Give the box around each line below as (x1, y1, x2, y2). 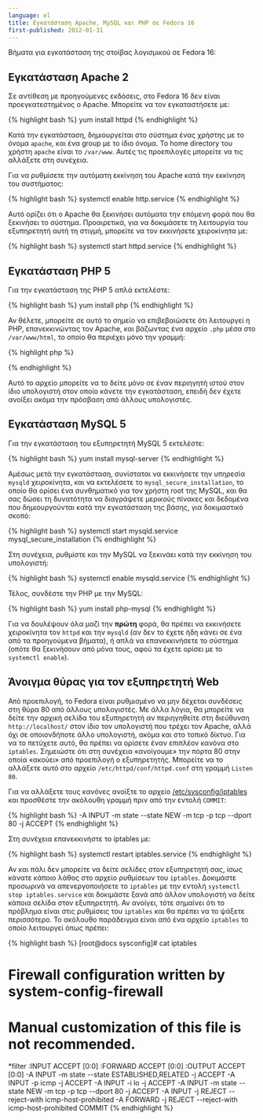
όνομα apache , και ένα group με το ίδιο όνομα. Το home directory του (8, 139, 233, 148)
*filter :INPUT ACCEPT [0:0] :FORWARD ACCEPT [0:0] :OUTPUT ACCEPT (8, 1061, 246, 1070)
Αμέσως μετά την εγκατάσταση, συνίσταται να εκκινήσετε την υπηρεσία (8, 469, 246, 479)
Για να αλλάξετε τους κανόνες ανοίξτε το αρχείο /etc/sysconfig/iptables (8, 786, 247, 796)
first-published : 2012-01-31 (8, 26, 104, 34)
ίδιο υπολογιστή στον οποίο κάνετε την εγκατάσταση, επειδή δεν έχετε (8, 386, 242, 396)
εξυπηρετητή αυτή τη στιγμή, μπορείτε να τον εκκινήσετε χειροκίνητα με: (8, 226, 249, 236)
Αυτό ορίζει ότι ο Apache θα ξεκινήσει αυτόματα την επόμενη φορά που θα (8, 209, 255, 219)
